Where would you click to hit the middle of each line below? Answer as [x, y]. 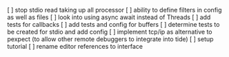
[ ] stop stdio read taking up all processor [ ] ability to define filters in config [114, 10]
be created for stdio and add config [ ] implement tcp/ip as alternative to [110, 32]
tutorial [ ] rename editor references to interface [75, 46]
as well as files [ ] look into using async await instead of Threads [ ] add [109, 17]
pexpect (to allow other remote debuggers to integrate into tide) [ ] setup [110, 39]
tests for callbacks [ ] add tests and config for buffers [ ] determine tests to [113, 24]
